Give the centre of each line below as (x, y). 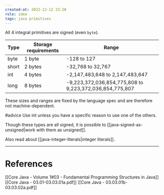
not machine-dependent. (30, 106)
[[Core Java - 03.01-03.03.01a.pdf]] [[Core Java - (55, 182)
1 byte (31, 59)
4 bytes (33, 75)
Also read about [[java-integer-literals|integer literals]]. (60, 139)
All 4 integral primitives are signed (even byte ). (52, 33)
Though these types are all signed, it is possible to (56, 125)
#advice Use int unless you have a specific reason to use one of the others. (81, 116)
